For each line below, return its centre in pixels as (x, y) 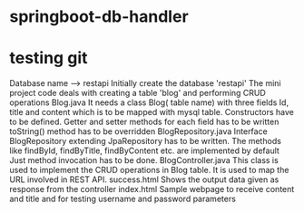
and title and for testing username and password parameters (123, 199)
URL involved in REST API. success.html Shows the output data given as (144, 179)
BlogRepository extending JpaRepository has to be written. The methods (145, 141)
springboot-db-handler (99, 17)
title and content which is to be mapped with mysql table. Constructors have (152, 112)
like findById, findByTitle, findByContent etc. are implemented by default (144, 150)
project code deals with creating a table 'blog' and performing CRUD (137, 93)
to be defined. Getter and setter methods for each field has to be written (144, 122)
